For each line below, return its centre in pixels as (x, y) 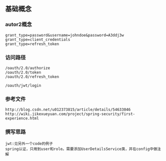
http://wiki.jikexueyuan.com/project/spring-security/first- (70, 114)
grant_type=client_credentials (38, 39)
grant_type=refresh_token (32, 44)
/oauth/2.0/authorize (28, 68)
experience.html (22, 118)
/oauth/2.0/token (23, 72)
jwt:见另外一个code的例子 (29, 143)
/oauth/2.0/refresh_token (32, 76)
